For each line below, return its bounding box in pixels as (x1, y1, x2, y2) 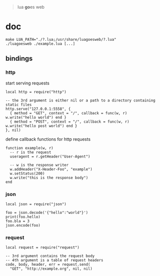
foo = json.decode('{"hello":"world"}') (5, 210, 89, 215)
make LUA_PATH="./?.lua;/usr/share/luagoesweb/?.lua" (5, 37, 117, 42)
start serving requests (5, 80, 50, 86)
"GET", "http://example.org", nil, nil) (10, 266, 93, 271)
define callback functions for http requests (5, 136, 91, 142)
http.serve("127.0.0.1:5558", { (5, 106, 71, 111)
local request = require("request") (5, 245, 80, 250)
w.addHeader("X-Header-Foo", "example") (10, 167, 93, 172)
